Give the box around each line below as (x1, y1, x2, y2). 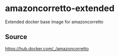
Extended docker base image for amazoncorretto (5, 19, 103, 25)
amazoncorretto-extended (5, 3, 115, 14)
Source (5, 33, 28, 41)
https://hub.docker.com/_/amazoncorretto (5, 45, 89, 51)
